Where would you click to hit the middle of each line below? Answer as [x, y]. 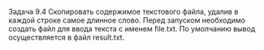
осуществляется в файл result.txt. [67, 37]
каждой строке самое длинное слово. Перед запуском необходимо [127, 20]
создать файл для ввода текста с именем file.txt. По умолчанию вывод [132, 29]
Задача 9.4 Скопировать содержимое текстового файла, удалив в [123, 12]
